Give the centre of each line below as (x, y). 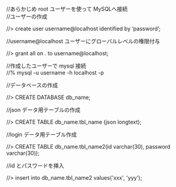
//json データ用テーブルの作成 (43, 110)
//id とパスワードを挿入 (35, 165)
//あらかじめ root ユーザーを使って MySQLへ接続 (67, 9)
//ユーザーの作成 (27, 16)
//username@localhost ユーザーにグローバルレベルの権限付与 (83, 41)
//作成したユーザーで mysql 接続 (46, 66)
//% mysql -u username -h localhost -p (55, 73)
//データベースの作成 (32, 85)
